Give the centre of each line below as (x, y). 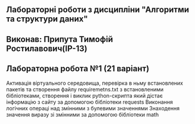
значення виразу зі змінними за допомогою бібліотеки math (83, 115)
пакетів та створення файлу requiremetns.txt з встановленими (85, 89)
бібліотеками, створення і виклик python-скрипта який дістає (85, 96)
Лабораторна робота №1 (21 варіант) (78, 69)
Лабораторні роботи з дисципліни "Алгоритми (97, 10)
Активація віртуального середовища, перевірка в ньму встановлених (95, 83)
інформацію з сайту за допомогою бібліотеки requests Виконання (90, 102)
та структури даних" (47, 19)
